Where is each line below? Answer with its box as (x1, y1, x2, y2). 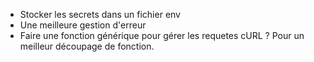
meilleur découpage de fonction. (19, 40, 155, 52)
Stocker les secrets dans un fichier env (19, 9, 181, 20)
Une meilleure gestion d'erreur (19, 19, 147, 31)
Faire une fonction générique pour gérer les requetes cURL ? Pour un (19, 30, 305, 41)
